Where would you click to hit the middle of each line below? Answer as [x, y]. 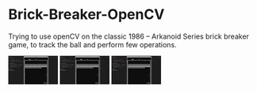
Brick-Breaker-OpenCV [86, 15]
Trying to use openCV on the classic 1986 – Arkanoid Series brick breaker [129, 36]
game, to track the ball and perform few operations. [92, 44]
